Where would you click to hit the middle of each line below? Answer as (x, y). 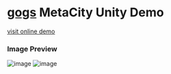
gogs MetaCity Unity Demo (85, 13)
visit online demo (31, 31)
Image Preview (32, 49)
